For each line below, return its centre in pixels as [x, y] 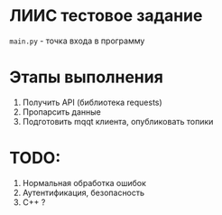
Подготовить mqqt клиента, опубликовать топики [118, 121]
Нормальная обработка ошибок [84, 182]
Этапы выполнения [87, 77]
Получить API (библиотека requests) [92, 102]
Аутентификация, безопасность [83, 192]
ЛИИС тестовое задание [106, 16]
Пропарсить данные [61, 112]
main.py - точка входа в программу [77, 41]
